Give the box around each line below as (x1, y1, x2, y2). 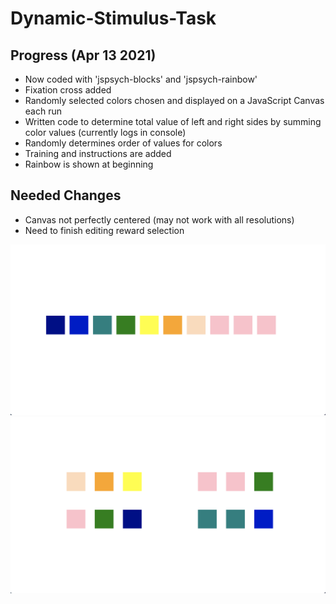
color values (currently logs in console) (24, 127, 187, 138)
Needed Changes (10, 187, 122, 204)
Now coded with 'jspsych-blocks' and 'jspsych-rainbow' (24, 73, 258, 85)
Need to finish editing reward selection (24, 224, 185, 236)
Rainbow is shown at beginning (24, 158, 154, 170)
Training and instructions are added (24, 148, 172, 159)
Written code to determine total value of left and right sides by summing (24, 116, 322, 127)
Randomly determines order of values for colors (24, 137, 223, 149)
